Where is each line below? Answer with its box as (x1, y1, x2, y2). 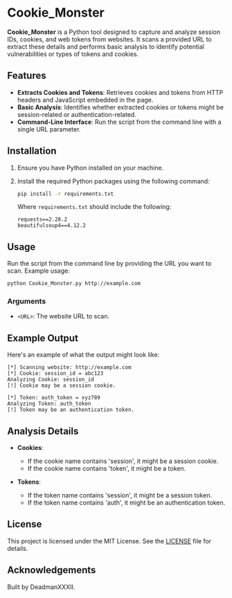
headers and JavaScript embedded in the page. (17, 96, 154, 104)
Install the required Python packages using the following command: (17, 176, 210, 185)
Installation (7, 145, 57, 157)
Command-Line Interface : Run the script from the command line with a (17, 118, 222, 126)
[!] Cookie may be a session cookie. (7, 382, 116, 389)
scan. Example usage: (7, 266, 71, 275)
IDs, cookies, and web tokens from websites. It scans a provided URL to (7, 35, 213, 43)
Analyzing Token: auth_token (7, 400, 91, 408)
